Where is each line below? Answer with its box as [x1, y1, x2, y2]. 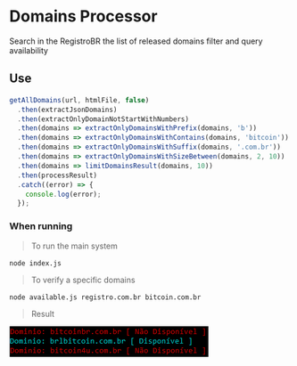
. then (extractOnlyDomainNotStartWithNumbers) [17, 114, 190, 124]
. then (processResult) [17, 171, 98, 180]
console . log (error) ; [25, 190, 102, 199]
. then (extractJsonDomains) [17, 105, 118, 114]
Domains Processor [9, 6, 158, 27]
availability [9, 45, 49, 55]
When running [9, 220, 73, 232]
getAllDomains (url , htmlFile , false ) [9, 95, 150, 104]
